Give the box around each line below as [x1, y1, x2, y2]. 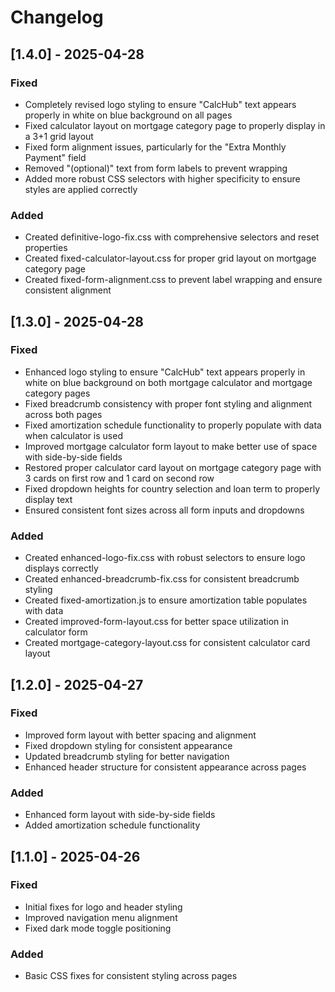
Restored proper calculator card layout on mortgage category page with [24, 461, 322, 473]
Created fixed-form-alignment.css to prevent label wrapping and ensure [24, 274, 323, 286]
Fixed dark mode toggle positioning [24, 922, 172, 934]
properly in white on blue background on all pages [24, 109, 233, 121]
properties [24, 242, 68, 254]
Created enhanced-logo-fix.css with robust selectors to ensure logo [24, 552, 306, 564]
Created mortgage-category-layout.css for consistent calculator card [24, 637, 311, 649]
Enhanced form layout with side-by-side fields [24, 809, 216, 821]
